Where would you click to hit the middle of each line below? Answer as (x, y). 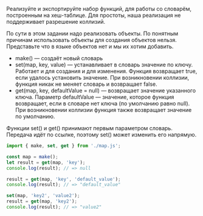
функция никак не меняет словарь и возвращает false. (86, 84)
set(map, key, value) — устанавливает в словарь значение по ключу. (104, 64)
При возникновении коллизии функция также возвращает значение (103, 110)
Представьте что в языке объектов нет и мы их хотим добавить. (90, 46)
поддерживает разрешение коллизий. (56, 22)
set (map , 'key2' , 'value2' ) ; (43, 196)
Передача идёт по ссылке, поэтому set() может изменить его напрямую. (101, 134)
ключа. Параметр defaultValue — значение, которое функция (95, 97)
